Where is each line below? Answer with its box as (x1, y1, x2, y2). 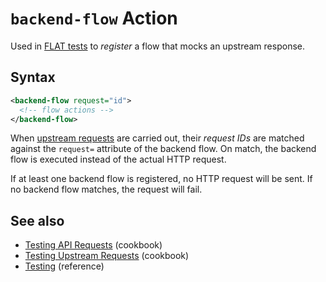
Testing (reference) (24, 260, 105, 272)
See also (10, 212, 65, 229)
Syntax (10, 69, 56, 86)
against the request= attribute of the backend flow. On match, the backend (10, 143, 317, 155)
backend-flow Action (10, 7, 178, 30)
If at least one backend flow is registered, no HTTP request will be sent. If (10, 173, 313, 185)
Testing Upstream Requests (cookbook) (24, 250, 190, 262)
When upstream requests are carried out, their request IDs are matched (10, 132, 305, 144)
